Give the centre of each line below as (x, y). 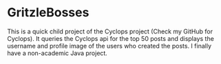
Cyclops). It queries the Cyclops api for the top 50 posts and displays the (111, 38)
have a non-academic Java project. (57, 53)
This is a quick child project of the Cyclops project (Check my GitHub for (110, 31)
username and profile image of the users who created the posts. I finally (109, 46)
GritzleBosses (48, 13)
